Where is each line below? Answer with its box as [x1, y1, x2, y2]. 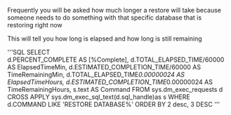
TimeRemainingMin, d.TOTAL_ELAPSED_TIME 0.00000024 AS [7, 70, 185, 79]
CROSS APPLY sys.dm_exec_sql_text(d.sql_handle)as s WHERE [7, 93, 191, 101]
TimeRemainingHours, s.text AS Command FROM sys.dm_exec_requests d [7, 86, 223, 93]
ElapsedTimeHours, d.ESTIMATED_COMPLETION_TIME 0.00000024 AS [7, 78, 213, 86]
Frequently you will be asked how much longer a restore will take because [7, 6, 221, 14]
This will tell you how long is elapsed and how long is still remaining [7, 34, 202, 43]
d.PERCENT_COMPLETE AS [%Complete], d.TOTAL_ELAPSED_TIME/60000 [7, 55, 225, 64]
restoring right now [7, 21, 63, 29]
